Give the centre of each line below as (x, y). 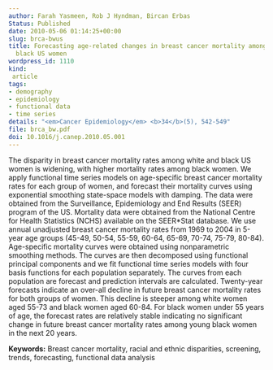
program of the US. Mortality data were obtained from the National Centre (132, 211)
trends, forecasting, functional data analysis (82, 357)
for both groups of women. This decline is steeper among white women (128, 298)
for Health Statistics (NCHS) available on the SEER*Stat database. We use (132, 220)
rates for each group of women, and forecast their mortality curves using (130, 186)
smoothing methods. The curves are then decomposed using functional (128, 255)
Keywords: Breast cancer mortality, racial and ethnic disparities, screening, (135, 348)
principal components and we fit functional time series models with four (129, 263)
